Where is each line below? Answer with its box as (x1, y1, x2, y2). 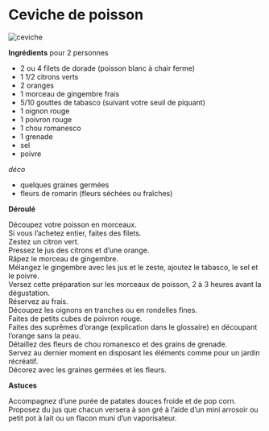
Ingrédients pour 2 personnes (8, 47, 109, 57)
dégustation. (8, 288, 51, 298)
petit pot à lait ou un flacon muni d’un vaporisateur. (8, 413, 177, 423)
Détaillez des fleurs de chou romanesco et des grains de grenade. (8, 339, 228, 349)
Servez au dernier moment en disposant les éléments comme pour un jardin (8, 347, 260, 357)
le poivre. (8, 271, 39, 281)
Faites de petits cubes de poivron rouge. (8, 314, 143, 323)
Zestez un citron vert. (8, 236, 80, 246)
